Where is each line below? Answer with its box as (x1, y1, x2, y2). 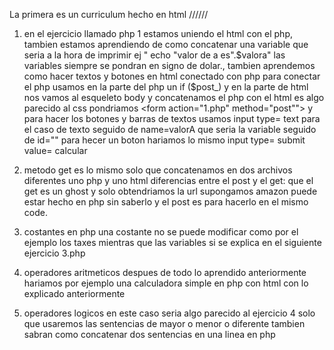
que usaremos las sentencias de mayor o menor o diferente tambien (23, 318, 306, 329)
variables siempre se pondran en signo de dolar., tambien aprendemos (23, 60, 316, 71)
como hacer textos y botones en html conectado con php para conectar (23, 70, 321, 82)
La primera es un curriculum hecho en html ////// (9, 9, 209, 20)
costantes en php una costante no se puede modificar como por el (23, 226, 299, 238)
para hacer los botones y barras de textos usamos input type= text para (23, 113, 321, 124)
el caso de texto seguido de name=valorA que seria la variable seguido (23, 124, 317, 135)
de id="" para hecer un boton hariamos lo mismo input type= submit (23, 134, 306, 146)
